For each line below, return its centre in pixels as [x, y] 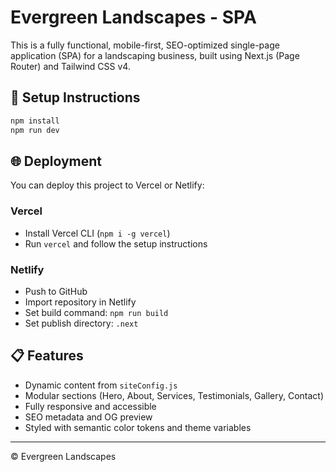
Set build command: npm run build [96, 312]
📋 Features [47, 356]
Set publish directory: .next [81, 323]
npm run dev [35, 130]
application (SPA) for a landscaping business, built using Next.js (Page [155, 55]
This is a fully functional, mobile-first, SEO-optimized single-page [145, 45]
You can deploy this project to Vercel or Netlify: [107, 185]
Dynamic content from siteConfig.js [101, 385]
